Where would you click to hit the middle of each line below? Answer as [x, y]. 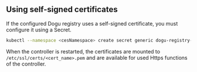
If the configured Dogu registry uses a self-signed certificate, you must [92, 23]
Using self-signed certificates [62, 10]
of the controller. [26, 64]
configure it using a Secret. [39, 30]
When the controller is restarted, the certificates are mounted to [83, 51]
